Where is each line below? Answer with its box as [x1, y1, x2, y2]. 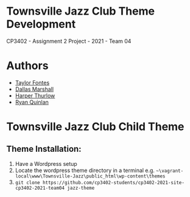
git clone [15, 179, 41, 185]
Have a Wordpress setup [15, 160, 77, 167]
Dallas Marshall [15, 85, 54, 93]
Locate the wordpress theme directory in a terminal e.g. [15, 167, 155, 174]
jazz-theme [66, 185, 95, 191]
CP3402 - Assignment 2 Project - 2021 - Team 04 [6, 37, 132, 45]
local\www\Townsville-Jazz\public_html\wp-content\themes [15, 173, 166, 179]
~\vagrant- [156, 168, 184, 174]
